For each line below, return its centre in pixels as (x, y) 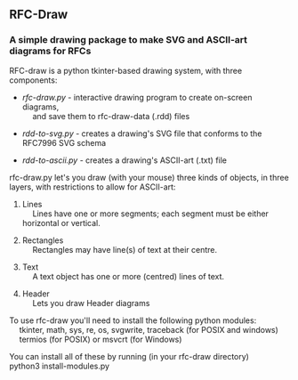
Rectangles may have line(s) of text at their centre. (125, 249)
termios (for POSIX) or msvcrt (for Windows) (101, 339)
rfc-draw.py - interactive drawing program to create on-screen (137, 97)
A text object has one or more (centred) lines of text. (129, 276)
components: (33, 80)
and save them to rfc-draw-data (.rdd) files (111, 116)
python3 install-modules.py (59, 366)
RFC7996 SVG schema (64, 142)
